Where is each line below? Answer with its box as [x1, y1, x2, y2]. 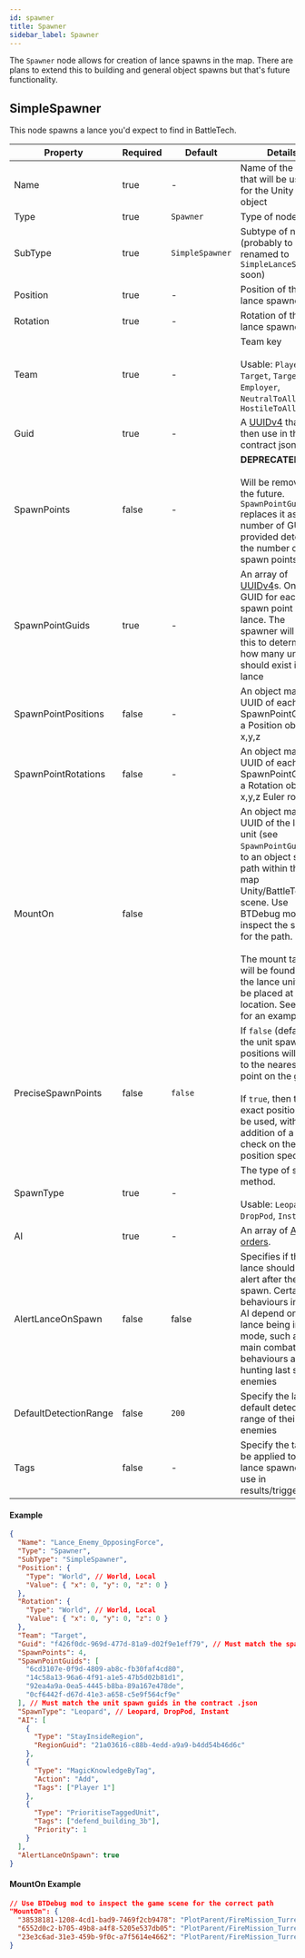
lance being [240, 1319, 290, 1331]
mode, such [240, 1330, 290, 1342]
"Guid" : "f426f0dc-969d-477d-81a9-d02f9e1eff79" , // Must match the [17, 1639, 282, 1648]
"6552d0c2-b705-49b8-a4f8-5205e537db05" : [17, 1924, 177, 1933]
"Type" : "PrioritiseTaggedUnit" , [33, 1808, 161, 1817]
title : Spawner [9, 22, 67, 31]
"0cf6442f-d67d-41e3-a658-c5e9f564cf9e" [25, 1690, 181, 1699]
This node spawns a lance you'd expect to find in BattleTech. [9, 124, 238, 136]
